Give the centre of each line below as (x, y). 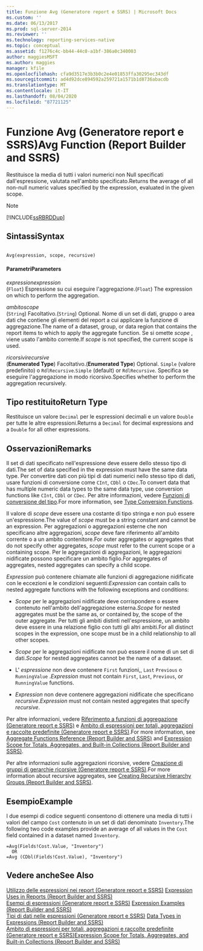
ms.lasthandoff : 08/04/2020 (42, 96)
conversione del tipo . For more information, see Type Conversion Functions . (100, 502)
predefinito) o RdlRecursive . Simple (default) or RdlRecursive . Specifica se (98, 370)
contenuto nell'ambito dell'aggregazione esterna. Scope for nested (98, 608)
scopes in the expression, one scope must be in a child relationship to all (105, 634)
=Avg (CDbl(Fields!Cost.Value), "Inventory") (64, 857)
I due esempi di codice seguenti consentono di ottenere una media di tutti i (99, 816)
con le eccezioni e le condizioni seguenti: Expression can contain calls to (96, 583)
